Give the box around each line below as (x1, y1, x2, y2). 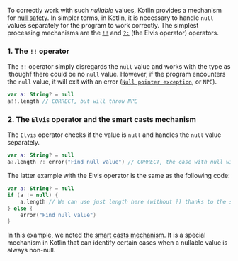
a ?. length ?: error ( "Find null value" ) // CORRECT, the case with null (7, 159, 223, 166)
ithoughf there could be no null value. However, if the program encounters (7, 70, 226, 79)
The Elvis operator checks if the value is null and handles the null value (7, 130, 222, 139)
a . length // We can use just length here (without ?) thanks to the (20, 198, 227, 205)
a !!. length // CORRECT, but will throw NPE (7, 98, 138, 105)
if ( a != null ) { (7, 191, 59, 199)
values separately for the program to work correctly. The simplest (7, 21, 199, 29)
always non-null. (7, 246, 56, 255)
